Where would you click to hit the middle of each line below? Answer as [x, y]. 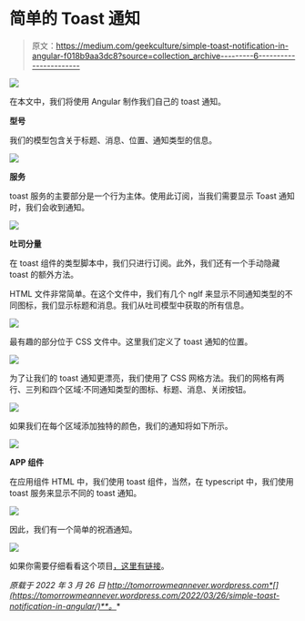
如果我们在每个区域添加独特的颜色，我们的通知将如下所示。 [121, 425]
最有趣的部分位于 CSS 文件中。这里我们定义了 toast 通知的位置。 [131, 341]
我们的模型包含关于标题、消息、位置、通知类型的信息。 [113, 140]
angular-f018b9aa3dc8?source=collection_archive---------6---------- [163, 56]
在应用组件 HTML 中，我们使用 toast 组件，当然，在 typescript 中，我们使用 [152, 481]
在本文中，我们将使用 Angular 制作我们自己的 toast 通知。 [117, 101]
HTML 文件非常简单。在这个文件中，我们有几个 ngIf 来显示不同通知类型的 [147, 293]
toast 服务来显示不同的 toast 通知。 [76, 493]
